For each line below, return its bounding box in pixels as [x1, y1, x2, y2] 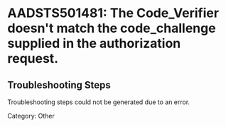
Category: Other [7, 112, 55, 120]
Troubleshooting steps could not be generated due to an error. [7, 98, 190, 106]
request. [7, 51, 59, 67]
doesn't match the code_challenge [7, 20, 216, 36]
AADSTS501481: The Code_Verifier [7, 5, 219, 21]
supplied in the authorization [7, 36, 181, 51]
